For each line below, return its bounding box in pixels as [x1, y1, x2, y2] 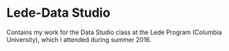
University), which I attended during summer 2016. [6, 35, 152, 43]
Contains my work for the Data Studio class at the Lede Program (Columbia [6, 28, 222, 36]
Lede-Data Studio [6, 5, 111, 21]
